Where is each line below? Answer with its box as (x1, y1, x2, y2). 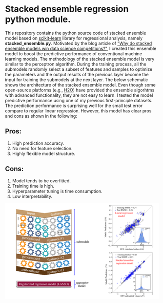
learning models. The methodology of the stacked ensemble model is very (5, 56, 155, 62)
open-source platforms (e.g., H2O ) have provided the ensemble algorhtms (5, 87, 155, 93)
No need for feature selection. (12, 145, 73, 151)
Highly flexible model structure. (12, 151, 76, 156)
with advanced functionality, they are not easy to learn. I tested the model (5, 92, 153, 98)
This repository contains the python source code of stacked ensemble (5, 30, 146, 36)
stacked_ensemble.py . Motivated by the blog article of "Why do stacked (5, 40, 152, 46)
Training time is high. (12, 183, 55, 189)
